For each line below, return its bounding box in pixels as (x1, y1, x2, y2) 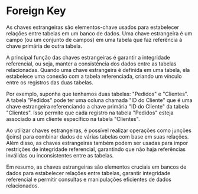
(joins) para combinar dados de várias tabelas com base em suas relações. (6, 133, 189, 140)
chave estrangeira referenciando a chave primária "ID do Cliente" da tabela (6, 103, 189, 110)
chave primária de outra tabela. (6, 42, 83, 50)
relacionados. (6, 182, 40, 189)
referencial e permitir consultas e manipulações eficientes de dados (6, 176, 171, 183)
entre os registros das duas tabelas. (6, 78, 93, 86)
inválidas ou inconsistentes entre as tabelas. (6, 152, 114, 159)
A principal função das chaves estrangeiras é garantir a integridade (6, 54, 170, 61)
